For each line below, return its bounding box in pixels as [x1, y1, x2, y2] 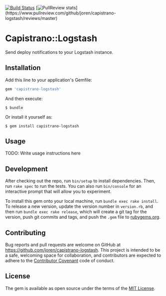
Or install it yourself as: [5, 114, 52, 120]
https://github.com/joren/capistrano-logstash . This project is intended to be [5, 247, 161, 253]
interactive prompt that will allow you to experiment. [5, 188, 112, 194]
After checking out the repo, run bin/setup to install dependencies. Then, [5, 178, 156, 184]
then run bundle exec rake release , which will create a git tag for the [5, 209, 147, 215]
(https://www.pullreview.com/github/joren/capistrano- [5, 10, 116, 16]
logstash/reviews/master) [5, 15, 58, 21]
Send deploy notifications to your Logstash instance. [5, 49, 114, 55]
